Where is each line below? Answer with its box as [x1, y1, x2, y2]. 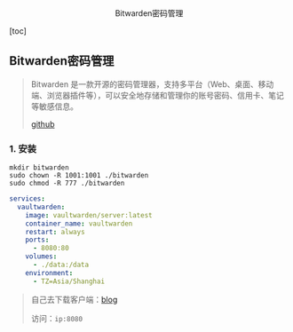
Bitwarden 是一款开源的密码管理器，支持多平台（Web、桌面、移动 [30, 78, 274, 90]
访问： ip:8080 [30, 312, 83, 323]
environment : [25, 268, 74, 277]
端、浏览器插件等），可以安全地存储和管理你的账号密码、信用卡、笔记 [30, 90, 284, 100]
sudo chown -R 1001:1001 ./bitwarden [9, 171, 149, 180]
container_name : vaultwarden [25, 219, 133, 228]
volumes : [25, 252, 58, 261]
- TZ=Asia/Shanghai [32, 277, 105, 286]
